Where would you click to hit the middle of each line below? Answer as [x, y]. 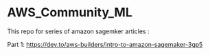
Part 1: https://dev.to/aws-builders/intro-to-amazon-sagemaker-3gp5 [105, 44]
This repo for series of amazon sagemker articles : [78, 31]
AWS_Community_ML [70, 13]
